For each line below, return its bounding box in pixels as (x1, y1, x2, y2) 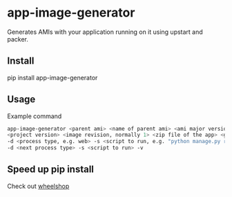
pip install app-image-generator (7, 73, 98, 82)
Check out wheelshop (7, 182, 70, 190)
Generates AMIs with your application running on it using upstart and (7, 28, 204, 36)
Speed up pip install (7, 164, 95, 176)
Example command (7, 112, 62, 120)
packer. (7, 35, 29, 43)
